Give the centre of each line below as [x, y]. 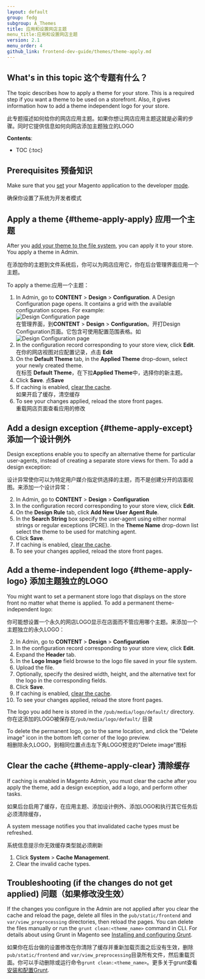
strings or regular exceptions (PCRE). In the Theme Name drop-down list [107, 525]
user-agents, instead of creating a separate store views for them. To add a [100, 461]
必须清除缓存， [26, 814]
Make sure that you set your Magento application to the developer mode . [98, 186]
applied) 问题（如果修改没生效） [68, 894]
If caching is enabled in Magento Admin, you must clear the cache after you [102, 781]
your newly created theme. [49, 365]
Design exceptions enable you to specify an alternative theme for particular [101, 454]
